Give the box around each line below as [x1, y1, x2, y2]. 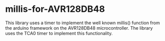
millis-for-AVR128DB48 [5, 3, 105, 15]
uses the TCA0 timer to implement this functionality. [5, 30, 113, 36]
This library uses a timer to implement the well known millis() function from [5, 20, 160, 26]
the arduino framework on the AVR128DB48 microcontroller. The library [5, 25, 153, 31]
